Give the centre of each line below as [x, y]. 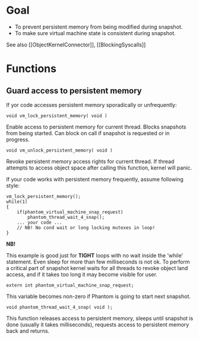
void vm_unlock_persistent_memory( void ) [59, 150]
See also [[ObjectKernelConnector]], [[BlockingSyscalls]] [76, 45]
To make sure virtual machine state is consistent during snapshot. [95, 33]
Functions [31, 69]
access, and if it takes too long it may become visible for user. [82, 274]
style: [13, 186]
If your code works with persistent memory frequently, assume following [95, 179]
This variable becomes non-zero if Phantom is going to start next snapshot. [99, 296]
